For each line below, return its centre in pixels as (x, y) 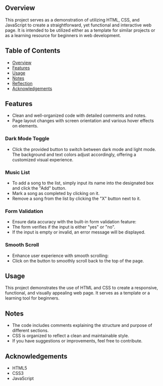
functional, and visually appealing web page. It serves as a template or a (77, 293)
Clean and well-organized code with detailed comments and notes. (79, 116)
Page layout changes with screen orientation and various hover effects (83, 121)
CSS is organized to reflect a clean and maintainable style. (71, 336)
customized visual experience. (43, 160)
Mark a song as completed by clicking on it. (56, 193)
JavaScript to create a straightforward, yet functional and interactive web (78, 25)
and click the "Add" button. (39, 188)
